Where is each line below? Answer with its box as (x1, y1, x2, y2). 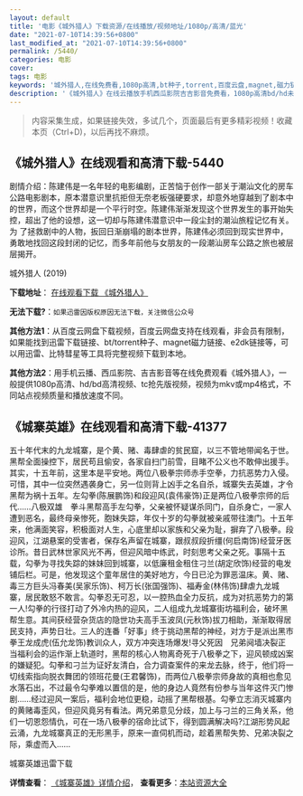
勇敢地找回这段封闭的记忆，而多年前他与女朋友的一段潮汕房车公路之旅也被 (9, 237, 286, 249)
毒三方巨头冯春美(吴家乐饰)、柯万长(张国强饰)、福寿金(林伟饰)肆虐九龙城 (9, 581, 280, 592)
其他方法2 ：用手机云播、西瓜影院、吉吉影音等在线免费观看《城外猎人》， (9, 367, 280, 378)
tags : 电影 (9, 72, 48, 81)
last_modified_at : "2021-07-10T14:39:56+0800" (9, 38, 188, 48)
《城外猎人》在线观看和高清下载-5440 (9, 155, 225, 170)
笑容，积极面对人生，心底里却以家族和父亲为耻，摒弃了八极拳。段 (48, 524, 294, 535)
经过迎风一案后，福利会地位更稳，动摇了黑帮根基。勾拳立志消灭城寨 (31, 694, 284, 705)
